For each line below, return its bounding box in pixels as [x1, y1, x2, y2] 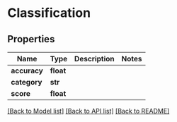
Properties [7, 33, 55, 45]
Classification [7, 5, 91, 21]
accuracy [11, 66, 44, 75]
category [11, 78, 42, 87]
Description [74, 54, 115, 63]
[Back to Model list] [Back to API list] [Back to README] [7, 107, 170, 115]
